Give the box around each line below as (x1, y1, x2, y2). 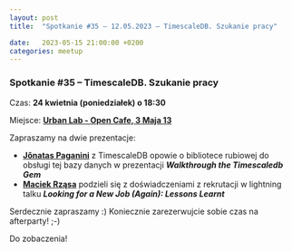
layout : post (9, 13, 59, 23)
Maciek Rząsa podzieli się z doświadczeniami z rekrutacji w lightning (22, 179, 282, 189)
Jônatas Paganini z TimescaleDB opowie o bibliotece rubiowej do (22, 150, 269, 160)
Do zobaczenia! (9, 233, 68, 244)
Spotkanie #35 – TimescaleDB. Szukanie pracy (9, 76, 219, 89)
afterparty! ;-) (9, 215, 61, 227)
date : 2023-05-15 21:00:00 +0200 (9, 38, 144, 47)
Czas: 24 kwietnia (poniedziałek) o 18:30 (9, 97, 166, 108)
